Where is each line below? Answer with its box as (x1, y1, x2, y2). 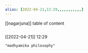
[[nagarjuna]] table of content (5, 20, 65, 26)
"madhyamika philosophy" (5, 43, 55, 48)
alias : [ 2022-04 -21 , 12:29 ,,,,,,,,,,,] (5, 7, 84, 12)
